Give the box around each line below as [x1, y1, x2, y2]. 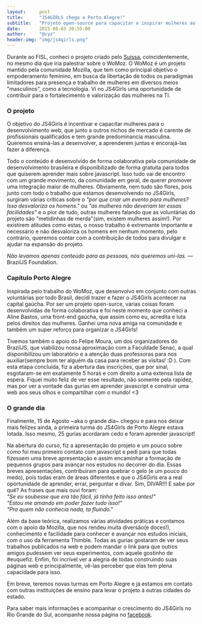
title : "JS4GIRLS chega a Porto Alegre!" [7, 14, 126, 20]
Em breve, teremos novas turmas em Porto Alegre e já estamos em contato [7, 580, 193, 587]
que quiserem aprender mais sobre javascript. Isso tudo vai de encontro [7, 170, 185, 178]
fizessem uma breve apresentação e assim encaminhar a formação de [7, 454, 181, 462]
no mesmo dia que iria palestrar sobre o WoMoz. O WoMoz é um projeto [7, 60, 186, 67]
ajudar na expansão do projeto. [7, 241, 84, 248]
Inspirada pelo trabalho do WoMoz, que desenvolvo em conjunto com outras [7, 287, 197, 295]
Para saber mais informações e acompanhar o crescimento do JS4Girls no [7, 604, 192, 611]
